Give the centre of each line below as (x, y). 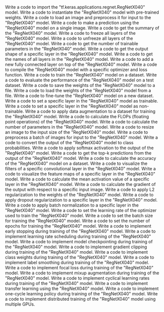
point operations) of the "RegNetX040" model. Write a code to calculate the (82, 122)
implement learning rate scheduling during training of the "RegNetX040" (78, 236)
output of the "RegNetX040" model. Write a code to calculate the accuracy (81, 158)
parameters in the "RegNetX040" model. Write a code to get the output (77, 49)
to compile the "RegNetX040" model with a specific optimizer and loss (76, 70)
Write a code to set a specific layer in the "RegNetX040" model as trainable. (82, 101)
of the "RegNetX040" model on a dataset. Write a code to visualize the (76, 163)
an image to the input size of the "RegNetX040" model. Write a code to (77, 132)
